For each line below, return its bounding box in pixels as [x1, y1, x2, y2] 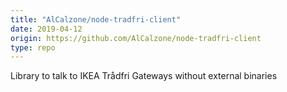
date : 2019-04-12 [10, 24, 83, 34]
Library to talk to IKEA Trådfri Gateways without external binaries [10, 70, 278, 82]
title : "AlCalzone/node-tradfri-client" [10, 14, 182, 25]
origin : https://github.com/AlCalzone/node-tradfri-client [10, 33, 262, 43]
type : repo [10, 42, 56, 53]
